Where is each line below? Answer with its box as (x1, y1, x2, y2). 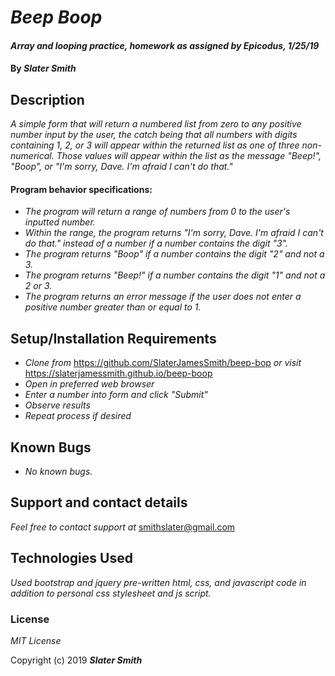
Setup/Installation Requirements (10, 330, 217, 347)
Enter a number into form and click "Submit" (24, 389, 208, 401)
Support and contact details (10, 494, 188, 511)
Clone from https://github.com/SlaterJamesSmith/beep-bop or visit (24, 357, 302, 369)
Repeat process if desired (24, 410, 132, 422)
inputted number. (24, 216, 96, 228)
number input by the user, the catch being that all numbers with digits (10, 129, 298, 141)
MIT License (10, 634, 62, 646)
